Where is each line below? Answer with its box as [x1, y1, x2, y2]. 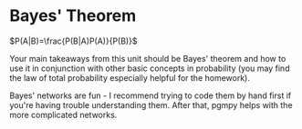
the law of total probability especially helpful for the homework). [9, 72, 251, 83]
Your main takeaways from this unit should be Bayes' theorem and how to [9, 53, 286, 64]
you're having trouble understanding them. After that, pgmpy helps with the [9, 99, 294, 110]
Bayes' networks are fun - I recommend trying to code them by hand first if [9, 90, 292, 101]
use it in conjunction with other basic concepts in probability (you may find [9, 63, 290, 74]
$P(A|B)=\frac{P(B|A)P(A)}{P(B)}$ [9, 35, 138, 46]
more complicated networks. [9, 109, 118, 120]
